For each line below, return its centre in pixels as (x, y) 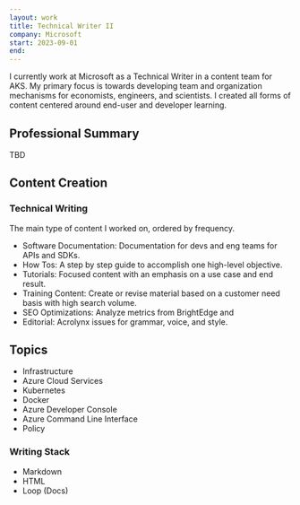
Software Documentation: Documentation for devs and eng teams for (150, 245)
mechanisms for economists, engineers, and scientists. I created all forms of (150, 96)
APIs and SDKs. (51, 255)
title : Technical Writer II (62, 26)
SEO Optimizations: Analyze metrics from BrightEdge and (128, 312)
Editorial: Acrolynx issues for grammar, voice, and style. (125, 322)
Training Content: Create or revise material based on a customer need (151, 293)
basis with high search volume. (79, 302)
